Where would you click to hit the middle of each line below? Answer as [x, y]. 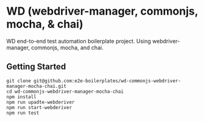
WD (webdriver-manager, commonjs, [102, 11]
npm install [21, 97]
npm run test [23, 113]
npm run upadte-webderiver [40, 102]
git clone [19, 81]
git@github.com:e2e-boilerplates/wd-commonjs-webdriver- [107, 81]
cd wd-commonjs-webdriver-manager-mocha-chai [65, 91]
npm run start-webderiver [39, 107]
